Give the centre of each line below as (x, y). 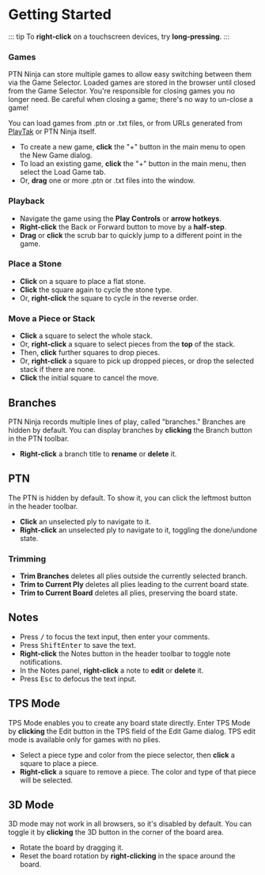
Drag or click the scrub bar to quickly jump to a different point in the (131, 235)
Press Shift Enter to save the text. (78, 645)
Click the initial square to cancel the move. (89, 378)
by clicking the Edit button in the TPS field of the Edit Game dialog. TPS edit (132, 731)
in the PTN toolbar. (39, 438)
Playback (26, 201)
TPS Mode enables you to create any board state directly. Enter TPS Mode (129, 722)
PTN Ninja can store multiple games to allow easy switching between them (130, 74)
